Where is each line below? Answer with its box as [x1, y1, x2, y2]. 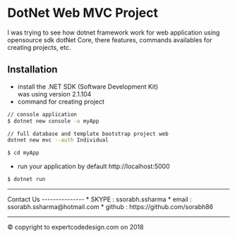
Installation [7, 63, 58, 75]
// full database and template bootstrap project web [7, 130, 169, 137]
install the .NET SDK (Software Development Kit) [17, 82, 159, 91]
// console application [7, 111, 78, 118]
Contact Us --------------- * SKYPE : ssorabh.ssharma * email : [7, 195, 192, 203]
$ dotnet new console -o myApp [7, 118, 99, 125]
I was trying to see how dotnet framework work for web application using [7, 28, 220, 37]
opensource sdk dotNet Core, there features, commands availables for [7, 35, 213, 44]
